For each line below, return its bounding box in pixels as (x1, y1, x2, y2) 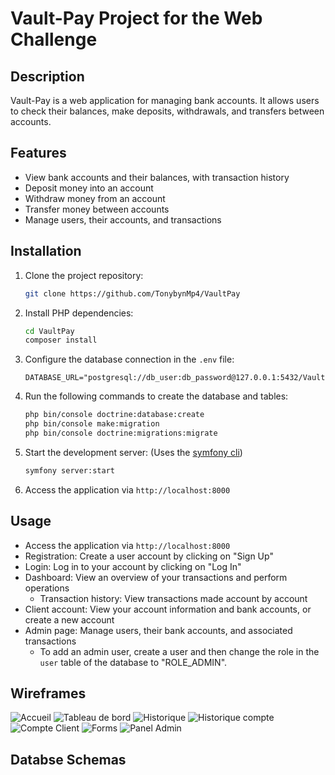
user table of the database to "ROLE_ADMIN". (39, 656, 228, 668)
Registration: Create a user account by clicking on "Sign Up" (24, 550, 274, 562)
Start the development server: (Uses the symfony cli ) (24, 446, 243, 458)
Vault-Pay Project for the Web (10, 7, 263, 30)
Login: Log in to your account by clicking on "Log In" (24, 560, 242, 572)
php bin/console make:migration (24, 419, 160, 429)
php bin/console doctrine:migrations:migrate (24, 428, 218, 438)
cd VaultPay (24, 326, 75, 336)
